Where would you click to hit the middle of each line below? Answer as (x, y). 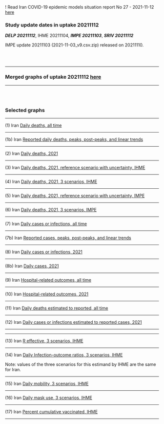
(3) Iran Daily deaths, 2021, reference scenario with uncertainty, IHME (75, 167)
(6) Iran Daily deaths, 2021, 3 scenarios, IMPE (51, 209)
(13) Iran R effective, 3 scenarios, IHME (44, 341)
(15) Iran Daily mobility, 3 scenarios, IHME (47, 383)
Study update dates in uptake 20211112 (52, 25)
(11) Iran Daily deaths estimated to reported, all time (57, 308)
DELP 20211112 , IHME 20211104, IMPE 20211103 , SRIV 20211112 (69, 36)
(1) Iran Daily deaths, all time (33, 125)
